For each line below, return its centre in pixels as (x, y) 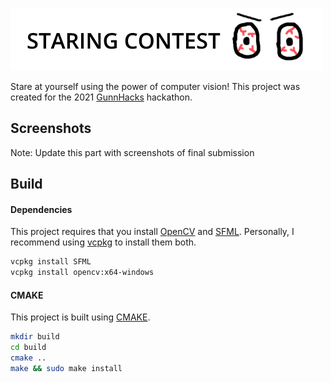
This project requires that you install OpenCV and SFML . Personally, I (152, 232)
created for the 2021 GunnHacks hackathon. (101, 97)
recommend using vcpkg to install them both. (103, 242)
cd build (28, 348)
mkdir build (35, 337)
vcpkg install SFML (51, 262)
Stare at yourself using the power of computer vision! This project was (155, 86)
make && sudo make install (66, 368)
